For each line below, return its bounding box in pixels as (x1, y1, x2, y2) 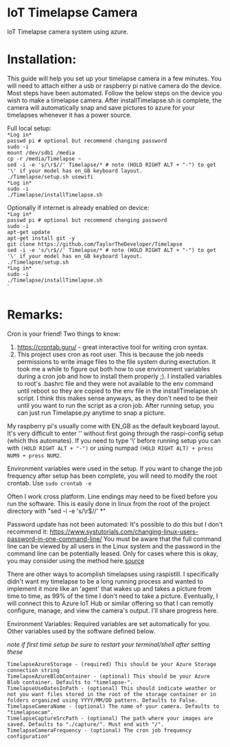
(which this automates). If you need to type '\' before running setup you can (7, 436, 221, 444)
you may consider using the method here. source (7, 556, 145, 564)
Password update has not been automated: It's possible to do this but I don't (7, 520, 223, 528)
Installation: (7, 51, 77, 67)
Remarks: (7, 307, 63, 323)
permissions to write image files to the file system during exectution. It (16, 357, 216, 365)
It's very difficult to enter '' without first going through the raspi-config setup (7, 429, 224, 437)
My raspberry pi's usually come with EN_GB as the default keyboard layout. (7, 422, 220, 430)
